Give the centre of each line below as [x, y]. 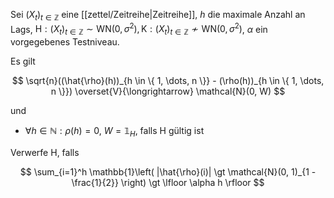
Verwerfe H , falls [45, 153]
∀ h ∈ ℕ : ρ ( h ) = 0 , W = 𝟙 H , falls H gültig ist [114, 132]
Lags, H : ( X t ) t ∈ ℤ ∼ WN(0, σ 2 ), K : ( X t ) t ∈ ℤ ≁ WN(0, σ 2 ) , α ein [139, 29]
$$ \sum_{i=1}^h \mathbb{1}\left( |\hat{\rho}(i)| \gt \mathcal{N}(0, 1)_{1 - [168, 172]
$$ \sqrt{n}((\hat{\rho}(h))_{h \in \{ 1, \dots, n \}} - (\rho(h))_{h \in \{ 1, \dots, [168, 81]
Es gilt [23, 61]
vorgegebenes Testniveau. [65, 42]
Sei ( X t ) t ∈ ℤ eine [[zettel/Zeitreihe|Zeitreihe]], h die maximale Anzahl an [158, 16]
